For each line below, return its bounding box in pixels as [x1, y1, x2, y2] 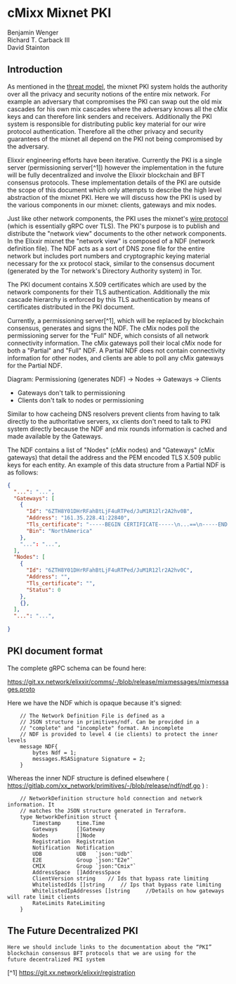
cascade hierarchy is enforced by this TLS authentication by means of [7, 295, 211, 303]
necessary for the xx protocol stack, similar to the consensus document [7, 259, 215, 267]
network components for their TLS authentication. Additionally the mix [7, 287, 211, 296]
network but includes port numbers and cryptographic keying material [7, 251, 211, 260]
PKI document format [7, 645, 103, 657]
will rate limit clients [7, 893, 80, 900]
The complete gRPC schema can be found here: [7, 664, 147, 672]
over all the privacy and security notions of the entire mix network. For [7, 89, 211, 98]
